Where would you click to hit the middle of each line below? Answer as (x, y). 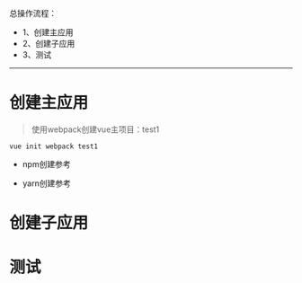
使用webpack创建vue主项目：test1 (95, 129)
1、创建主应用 (48, 32)
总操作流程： (33, 13)
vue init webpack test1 (54, 146)
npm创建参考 (46, 164)
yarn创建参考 (47, 183)
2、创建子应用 (49, 44)
